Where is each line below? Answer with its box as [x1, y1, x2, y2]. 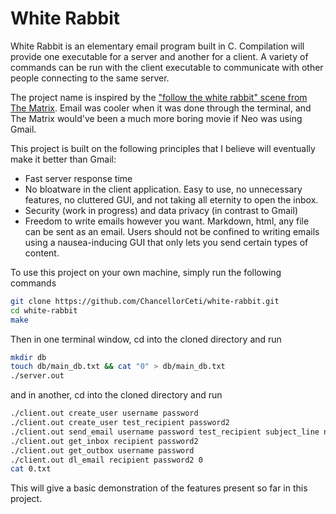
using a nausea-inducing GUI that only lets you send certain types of [24, 236, 309, 248]
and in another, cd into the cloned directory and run [10, 389, 223, 401]
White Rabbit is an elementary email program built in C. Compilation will [10, 40, 305, 52]
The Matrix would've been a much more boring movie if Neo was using [10, 112, 303, 124]
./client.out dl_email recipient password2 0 [10, 455, 203, 465]
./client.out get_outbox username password [10, 445, 195, 456]
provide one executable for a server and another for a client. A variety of [10, 50, 309, 62]
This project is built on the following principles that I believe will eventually [10, 142, 316, 154]
